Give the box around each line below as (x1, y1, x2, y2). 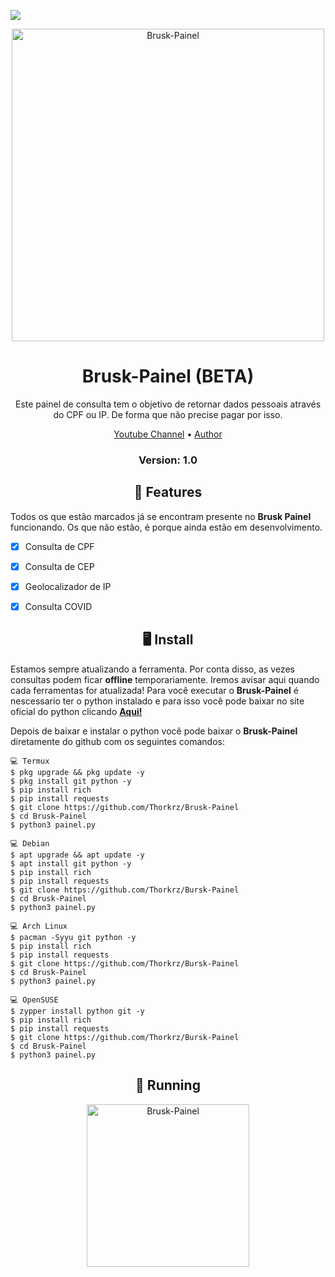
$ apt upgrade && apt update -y (10, 850, 145, 860)
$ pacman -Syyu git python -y (10, 932, 137, 942)
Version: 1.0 (138, 453, 198, 467)
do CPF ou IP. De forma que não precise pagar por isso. (53, 408, 283, 420)
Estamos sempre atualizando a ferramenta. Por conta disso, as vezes (10, 663, 295, 675)
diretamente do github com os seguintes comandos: (10, 735, 225, 747)
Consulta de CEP (24, 560, 95, 572)
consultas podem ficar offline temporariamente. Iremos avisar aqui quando (10, 673, 320, 685)
